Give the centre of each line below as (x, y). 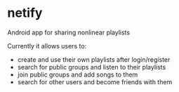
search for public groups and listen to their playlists (92, 67)
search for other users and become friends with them (95, 81)
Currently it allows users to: (47, 46)
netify (25, 13)
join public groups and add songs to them (78, 74)
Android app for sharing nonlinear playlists (69, 32)
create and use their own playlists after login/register (94, 59)
